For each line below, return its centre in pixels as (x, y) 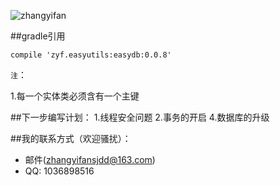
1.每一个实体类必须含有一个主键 (75, 96)
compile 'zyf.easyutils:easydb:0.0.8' (91, 55)
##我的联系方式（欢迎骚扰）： (71, 138)
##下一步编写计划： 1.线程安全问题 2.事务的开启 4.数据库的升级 (140, 117)
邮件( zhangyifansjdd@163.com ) (90, 159)
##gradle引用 (38, 36)
